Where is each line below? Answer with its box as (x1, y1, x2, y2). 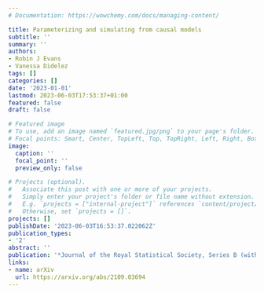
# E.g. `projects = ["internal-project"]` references (8, 200, 195, 208)
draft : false (8, 106, 51, 114)
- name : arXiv (8, 266, 55, 273)
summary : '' (8, 40, 47, 48)
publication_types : (8, 229, 72, 237)
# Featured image (8, 120, 65, 128)
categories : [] (8, 76, 58, 85)
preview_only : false (15, 164, 82, 172)
